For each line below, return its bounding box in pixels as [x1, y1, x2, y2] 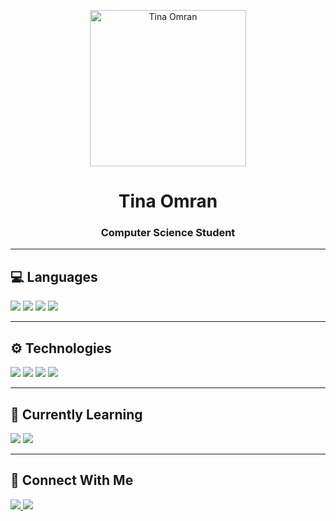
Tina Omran [118, 190, 218, 213]
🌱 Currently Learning [10, 406, 143, 423]
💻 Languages [10, 268, 98, 285]
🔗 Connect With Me [10, 472, 134, 489]
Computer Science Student [100, 226, 236, 240]
